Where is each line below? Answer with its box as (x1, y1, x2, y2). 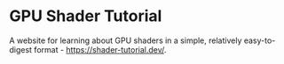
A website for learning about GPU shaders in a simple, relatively (9, 35, 242, 46)
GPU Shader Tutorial (9, 6, 162, 26)
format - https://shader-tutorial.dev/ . (34, 44, 167, 54)
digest (9, 44, 33, 54)
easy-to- (243, 35, 276, 46)
